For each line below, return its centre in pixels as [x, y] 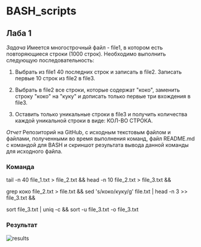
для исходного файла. [34, 151]
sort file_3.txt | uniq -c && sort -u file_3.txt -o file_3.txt [73, 210]
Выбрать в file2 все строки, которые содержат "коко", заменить [97, 90]
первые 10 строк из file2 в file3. [55, 78]
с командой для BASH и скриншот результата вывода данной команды [97, 145]
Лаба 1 [19, 33]
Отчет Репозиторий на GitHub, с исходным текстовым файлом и [88, 132]
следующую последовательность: [50, 60]
